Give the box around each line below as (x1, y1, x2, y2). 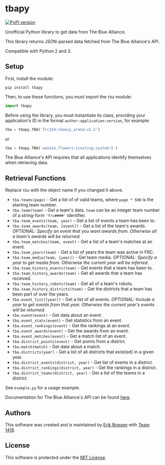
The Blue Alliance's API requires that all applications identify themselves (5, 154, 152, 161)
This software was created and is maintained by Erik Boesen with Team (5, 422, 150, 427)
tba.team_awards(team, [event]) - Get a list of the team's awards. (12, 223, 146, 229)
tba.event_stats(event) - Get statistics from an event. (12, 317, 123, 324)
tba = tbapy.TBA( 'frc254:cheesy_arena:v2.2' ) (5, 127, 100, 132)
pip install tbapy (5, 85, 43, 90)
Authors (5, 409, 31, 417)
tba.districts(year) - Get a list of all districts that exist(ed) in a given (12, 349, 154, 355)
